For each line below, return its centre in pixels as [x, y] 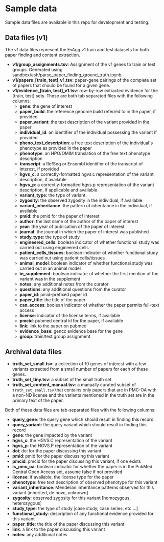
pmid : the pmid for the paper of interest [59, 216]
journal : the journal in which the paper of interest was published [84, 231]
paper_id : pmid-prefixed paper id [53, 294]
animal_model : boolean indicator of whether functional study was [86, 263]
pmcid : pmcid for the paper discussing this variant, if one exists [76, 461]
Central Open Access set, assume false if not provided [67, 472]
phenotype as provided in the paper [56, 148]
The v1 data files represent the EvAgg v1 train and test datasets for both [77, 49]
